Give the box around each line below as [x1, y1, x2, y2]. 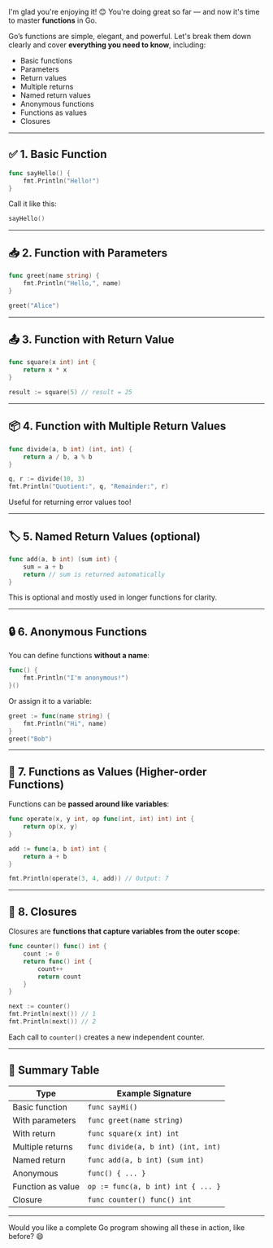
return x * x [23, 366, 67, 374]
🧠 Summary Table [8, 1063, 100, 1078]
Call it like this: [8, 199, 57, 209]
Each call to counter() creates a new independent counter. [8, 1032, 205, 1042]
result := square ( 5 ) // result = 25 [8, 389, 132, 397]
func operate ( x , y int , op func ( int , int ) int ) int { [8, 815, 195, 824]
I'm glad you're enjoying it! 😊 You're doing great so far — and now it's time [8, 7, 260, 16]
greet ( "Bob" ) [8, 735, 53, 743]
